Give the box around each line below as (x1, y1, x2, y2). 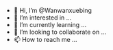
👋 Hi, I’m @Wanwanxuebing (13, 7, 92, 14)
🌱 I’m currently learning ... (13, 21, 87, 28)
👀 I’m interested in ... (13, 14, 72, 22)
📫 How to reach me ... (13, 36, 77, 43)
